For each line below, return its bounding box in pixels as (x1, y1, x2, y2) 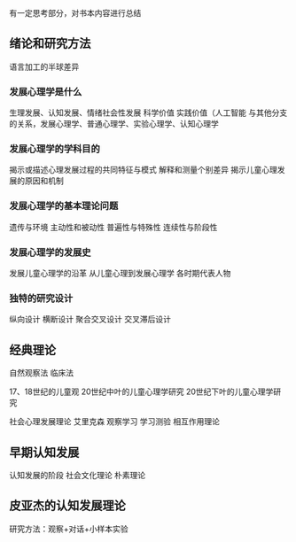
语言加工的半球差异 (9, 61, 80, 72)
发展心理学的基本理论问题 (9, 200, 119, 213)
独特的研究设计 (9, 291, 74, 304)
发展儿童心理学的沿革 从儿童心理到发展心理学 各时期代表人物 (9, 268, 231, 278)
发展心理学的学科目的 (9, 143, 100, 155)
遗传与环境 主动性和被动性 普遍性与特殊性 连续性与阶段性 (9, 221, 218, 232)
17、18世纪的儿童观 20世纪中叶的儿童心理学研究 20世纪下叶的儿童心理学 (9, 386, 274, 397)
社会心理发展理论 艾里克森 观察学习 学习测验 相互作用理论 (9, 416, 220, 427)
